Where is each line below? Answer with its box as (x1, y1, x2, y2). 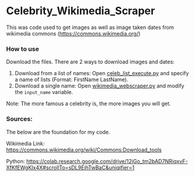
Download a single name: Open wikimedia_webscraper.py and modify (14, 82, 184, 89)
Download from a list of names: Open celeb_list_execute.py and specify (14, 70, 189, 77)
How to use (6, 44, 40, 53)
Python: (6, 157, 25, 165)
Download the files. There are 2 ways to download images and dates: (6, 58, 175, 66)
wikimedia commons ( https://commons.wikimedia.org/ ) (6, 30, 141, 37)
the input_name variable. (14, 89, 73, 96)
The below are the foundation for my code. (6, 128, 110, 136)
